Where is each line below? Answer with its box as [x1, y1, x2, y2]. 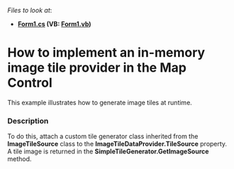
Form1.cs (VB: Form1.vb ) [17, 20, 91, 28]
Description [7, 116, 49, 126]
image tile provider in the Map [7, 60, 186, 76]
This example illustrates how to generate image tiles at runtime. [7, 98, 193, 107]
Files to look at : [7, 6, 52, 14]
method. [7, 155, 32, 163]
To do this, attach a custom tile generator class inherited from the [7, 132, 199, 141]
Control [7, 75, 53, 91]
